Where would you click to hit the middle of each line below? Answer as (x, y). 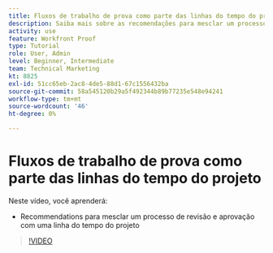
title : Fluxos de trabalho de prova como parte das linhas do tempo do (132, 16)
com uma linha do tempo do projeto (80, 225)
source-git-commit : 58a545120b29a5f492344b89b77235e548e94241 (116, 91)
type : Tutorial (34, 46)
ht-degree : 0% (32, 114)
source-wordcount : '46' (49, 106)
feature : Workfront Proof (52, 39)
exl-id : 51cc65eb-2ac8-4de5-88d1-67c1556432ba (89, 84)
